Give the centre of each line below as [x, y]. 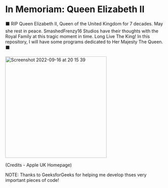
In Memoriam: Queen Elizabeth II [75, 9]
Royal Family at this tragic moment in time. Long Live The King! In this [78, 36]
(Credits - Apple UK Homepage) [39, 165]
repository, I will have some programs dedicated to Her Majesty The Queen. [84, 42]
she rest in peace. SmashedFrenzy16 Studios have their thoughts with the [82, 31]
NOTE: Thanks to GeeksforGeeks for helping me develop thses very [76, 175]
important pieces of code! [32, 180]
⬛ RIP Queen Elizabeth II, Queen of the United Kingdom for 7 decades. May [84, 23]
